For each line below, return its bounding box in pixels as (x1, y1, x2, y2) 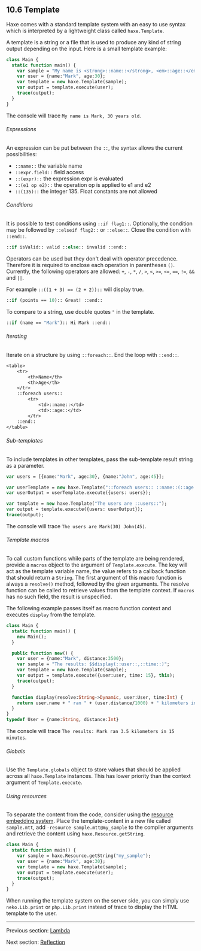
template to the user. (6, 910, 57, 917)
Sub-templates (6, 437, 43, 444)
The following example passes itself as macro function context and (6, 605, 172, 612)
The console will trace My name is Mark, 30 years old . (6, 112, 142, 119)
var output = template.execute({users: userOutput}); (6, 506, 144, 513)
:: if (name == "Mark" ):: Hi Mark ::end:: (6, 320, 111, 326)
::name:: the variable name (14, 162, 83, 169)
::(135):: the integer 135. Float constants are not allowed (14, 187, 157, 195)
